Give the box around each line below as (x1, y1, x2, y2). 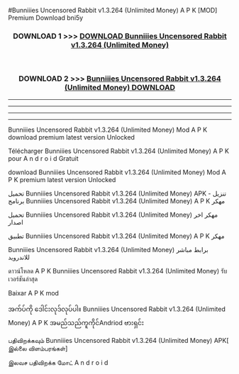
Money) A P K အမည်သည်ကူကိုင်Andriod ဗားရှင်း (8, 318, 145, 327)
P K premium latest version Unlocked (8, 175, 116, 183)
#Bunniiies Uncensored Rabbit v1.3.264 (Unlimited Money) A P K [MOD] (8, 6, 218, 14)
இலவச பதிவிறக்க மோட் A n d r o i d (8, 358, 109, 367)
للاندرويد (8, 253, 30, 261)
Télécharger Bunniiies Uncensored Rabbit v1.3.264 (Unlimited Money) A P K (8, 147, 230, 155)
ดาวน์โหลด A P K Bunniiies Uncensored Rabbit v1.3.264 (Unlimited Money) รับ (8, 266, 228, 275)
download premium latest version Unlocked (8, 132, 135, 141)
